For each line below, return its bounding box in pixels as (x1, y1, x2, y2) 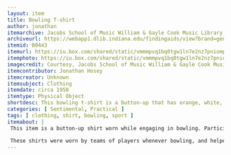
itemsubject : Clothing (7, 80, 72, 87)
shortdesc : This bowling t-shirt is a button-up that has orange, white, (7, 99, 223, 106)
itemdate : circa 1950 (7, 86, 69, 93)
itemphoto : (7, 55, 38, 62)
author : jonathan (7, 23, 57, 29)
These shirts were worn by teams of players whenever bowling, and (10, 138, 208, 145)
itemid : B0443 (7, 42, 48, 49)
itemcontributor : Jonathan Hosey (7, 67, 103, 74)
